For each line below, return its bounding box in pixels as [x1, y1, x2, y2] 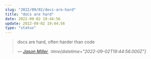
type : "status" [5, 26, 37, 30]
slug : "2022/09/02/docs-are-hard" [5, 7, 76, 12]
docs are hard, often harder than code [17, 39, 95, 45]
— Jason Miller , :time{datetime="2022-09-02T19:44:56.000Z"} [17, 49, 147, 55]
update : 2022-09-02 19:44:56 [5, 21, 65, 26]
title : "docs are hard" [5, 12, 54, 17]
